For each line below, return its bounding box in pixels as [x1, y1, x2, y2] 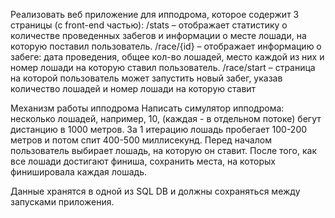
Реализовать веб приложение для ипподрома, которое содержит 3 [10, 9, 300, 20]
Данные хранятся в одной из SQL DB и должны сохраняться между [10, 185, 301, 197]
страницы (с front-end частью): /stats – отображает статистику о [10, 19, 288, 31]
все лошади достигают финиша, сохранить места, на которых [10, 155, 276, 167]
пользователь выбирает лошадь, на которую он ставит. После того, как [10, 145, 317, 156]
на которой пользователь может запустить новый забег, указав [10, 72, 283, 84]
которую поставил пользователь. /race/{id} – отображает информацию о [10, 40, 322, 52]
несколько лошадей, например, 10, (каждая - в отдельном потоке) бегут [10, 113, 322, 124]
